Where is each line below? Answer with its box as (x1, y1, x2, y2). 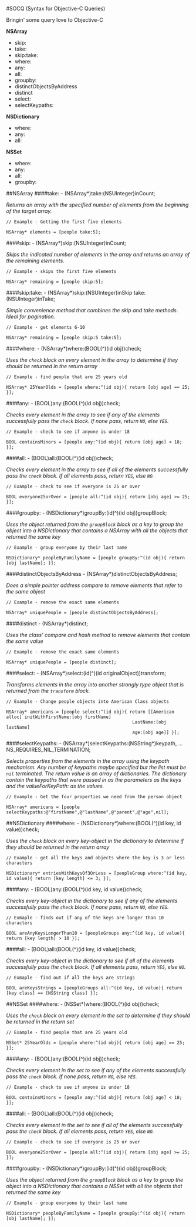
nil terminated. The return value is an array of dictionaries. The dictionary (6, 770, 187, 777)
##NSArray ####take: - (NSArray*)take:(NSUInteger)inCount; (6, 190, 156, 196)
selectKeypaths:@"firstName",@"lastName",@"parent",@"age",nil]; (6, 809, 169, 815)
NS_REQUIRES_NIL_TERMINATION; (6, 746, 91, 753)
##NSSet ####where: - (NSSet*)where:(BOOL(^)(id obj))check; (6, 1001, 160, 1008)
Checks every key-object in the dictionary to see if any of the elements (6, 897, 178, 904)
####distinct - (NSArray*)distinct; (6, 620, 89, 627)
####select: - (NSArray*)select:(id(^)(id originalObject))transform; (6, 670, 166, 676)
